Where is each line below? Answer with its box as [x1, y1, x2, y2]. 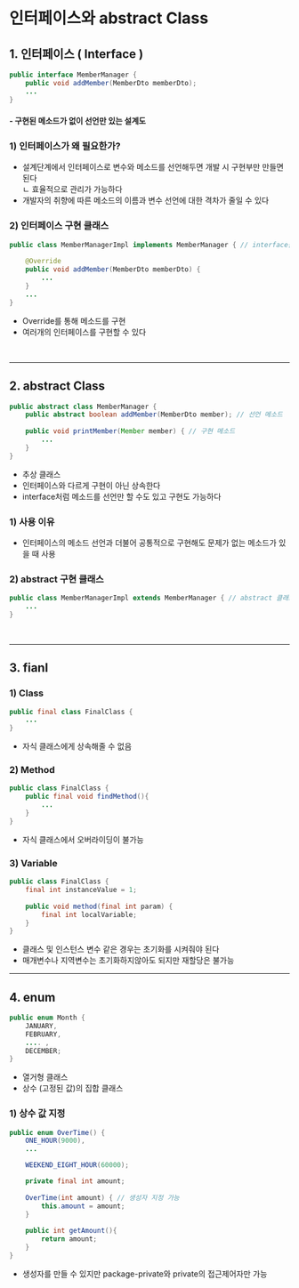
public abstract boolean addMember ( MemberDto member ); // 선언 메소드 [25, 410, 283, 419]
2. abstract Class [9, 379, 105, 394]
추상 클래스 [21, 469, 61, 479]
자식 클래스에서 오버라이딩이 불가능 [21, 833, 144, 845]
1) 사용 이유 [9, 515, 55, 527]
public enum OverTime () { [9, 1128, 105, 1137]
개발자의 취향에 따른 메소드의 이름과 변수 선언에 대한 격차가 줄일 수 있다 [21, 195, 270, 205]
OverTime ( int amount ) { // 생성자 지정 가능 [25, 1193, 180, 1202]
